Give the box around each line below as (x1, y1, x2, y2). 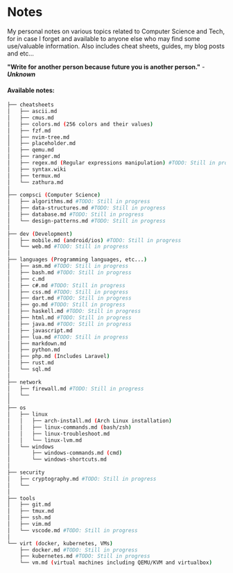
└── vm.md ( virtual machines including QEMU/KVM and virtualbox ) (19, 559, 213, 566)
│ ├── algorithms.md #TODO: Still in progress (7, 198, 150, 205)
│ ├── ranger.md (7, 153, 60, 160)
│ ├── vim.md (7, 521, 51, 528)
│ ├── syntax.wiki (7, 166, 67, 173)
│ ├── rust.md (7, 359, 54, 366)
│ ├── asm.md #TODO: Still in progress (7, 263, 129, 270)
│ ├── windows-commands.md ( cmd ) (7, 450, 123, 456)
